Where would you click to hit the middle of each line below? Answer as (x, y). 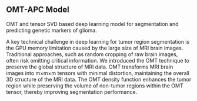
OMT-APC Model (38, 10)
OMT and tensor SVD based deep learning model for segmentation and (92, 24)
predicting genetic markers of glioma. (51, 30)
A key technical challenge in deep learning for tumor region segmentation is (98, 41)
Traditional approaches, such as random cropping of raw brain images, (92, 54)
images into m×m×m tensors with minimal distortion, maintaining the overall (98, 73)
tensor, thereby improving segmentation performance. (72, 92)
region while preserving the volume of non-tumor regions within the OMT (95, 86)
